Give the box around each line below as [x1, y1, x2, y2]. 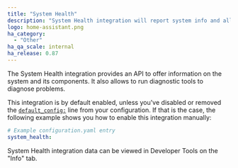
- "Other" [13, 37, 42, 44]
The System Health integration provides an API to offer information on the [7, 69, 222, 78]
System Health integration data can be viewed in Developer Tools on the [7, 146, 218, 155]
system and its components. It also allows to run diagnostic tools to [7, 77, 204, 85]
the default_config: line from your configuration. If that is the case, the [7, 106, 216, 114]
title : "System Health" [7, 10, 78, 18]
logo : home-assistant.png [7, 23, 84, 30]
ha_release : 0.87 [7, 50, 59, 57]
